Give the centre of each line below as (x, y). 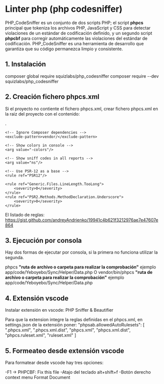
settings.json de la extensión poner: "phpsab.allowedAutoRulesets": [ (75, 325)
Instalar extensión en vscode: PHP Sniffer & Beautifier (59, 310)
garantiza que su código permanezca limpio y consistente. (64, 49)
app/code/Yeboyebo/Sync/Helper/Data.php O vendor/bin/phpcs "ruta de (79, 272)
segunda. (15, 258)
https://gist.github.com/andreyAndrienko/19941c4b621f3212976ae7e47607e (82, 220)
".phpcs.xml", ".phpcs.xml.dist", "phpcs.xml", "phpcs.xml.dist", (68, 330)
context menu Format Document (38, 377)
